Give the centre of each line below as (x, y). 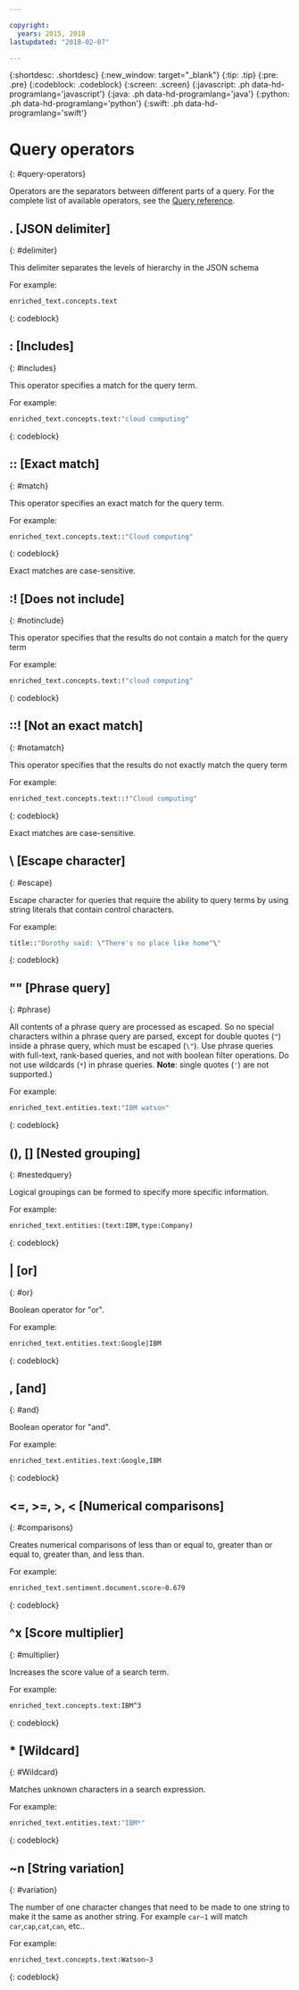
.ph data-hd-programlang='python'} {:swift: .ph (96, 104)
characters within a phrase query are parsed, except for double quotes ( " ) (145, 1036)
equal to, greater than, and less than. (77, 1554)
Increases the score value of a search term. (89, 1672)
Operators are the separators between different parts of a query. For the (142, 191)
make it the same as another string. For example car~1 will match (129, 1917)
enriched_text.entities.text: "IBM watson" (89, 1108)
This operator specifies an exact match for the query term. (117, 503)
